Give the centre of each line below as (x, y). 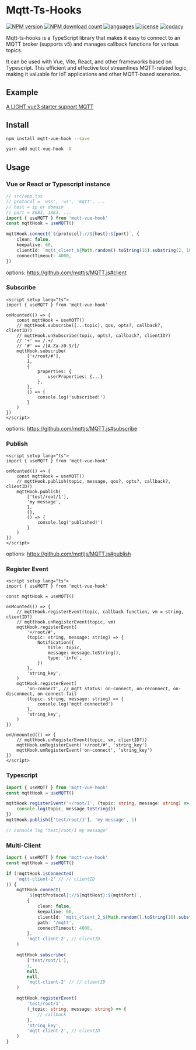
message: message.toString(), (84, 653)
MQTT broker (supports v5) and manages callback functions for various (92, 44)
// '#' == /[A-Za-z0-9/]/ (48, 346)
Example (22, 92)
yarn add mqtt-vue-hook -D (39, 149)
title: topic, (65, 648)
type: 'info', (65, 658)
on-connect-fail (57, 694)
